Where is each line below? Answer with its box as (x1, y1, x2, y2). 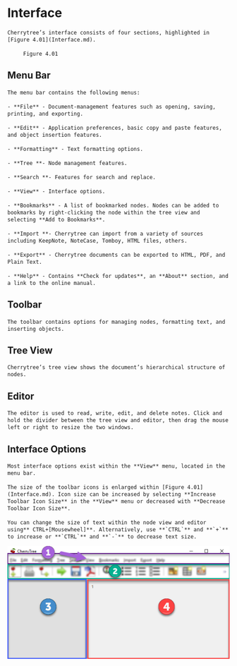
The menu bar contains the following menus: (7, 89, 140, 96)
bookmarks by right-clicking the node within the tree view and (7, 209, 200, 216)
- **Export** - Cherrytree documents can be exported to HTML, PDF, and (7, 251, 226, 258)
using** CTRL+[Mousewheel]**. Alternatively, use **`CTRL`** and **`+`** (7, 526, 229, 533)
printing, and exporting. (7, 110, 83, 117)
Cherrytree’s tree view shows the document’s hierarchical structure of (7, 364, 226, 371)
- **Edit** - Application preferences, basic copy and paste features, (7, 124, 222, 131)
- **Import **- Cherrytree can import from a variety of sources (7, 230, 203, 237)
